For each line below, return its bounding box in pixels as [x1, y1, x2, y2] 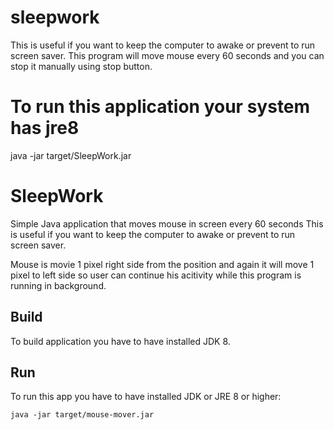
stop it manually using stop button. [10, 60, 153, 72]
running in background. [10, 279, 107, 291]
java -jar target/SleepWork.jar [10, 149, 132, 161]
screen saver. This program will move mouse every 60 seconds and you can [10, 49, 325, 61]
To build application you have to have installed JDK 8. [10, 335, 231, 347]
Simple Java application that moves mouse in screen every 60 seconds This [10, 217, 324, 230]
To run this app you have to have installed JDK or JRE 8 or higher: [10, 391, 282, 403]
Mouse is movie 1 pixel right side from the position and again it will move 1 [10, 258, 315, 270]
